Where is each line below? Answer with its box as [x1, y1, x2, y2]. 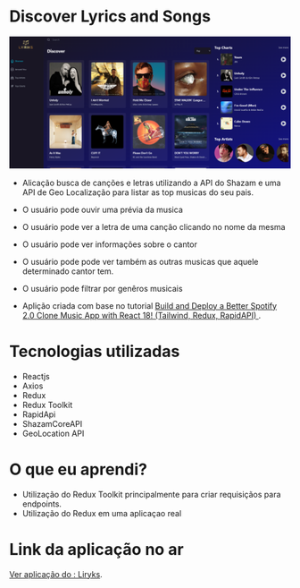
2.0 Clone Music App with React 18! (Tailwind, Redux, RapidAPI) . [21, 310, 262, 320]
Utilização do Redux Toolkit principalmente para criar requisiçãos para [21, 489, 281, 499]
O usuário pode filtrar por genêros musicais [21, 283, 183, 294]
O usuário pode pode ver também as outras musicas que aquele [21, 256, 259, 267]
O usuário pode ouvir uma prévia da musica [21, 204, 183, 215]
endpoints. [21, 499, 62, 509]
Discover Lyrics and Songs [9, 6, 212, 27]
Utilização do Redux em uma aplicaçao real [21, 507, 182, 518]
